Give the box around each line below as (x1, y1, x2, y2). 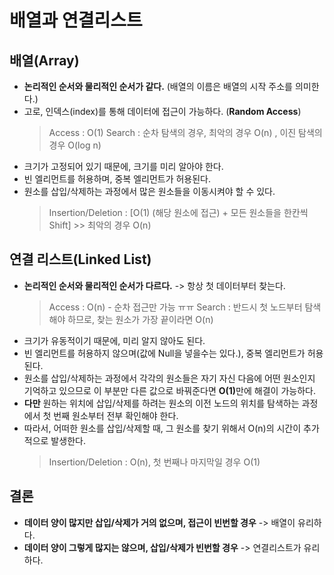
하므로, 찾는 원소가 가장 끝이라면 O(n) (67, 313, 214, 325)
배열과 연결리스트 (9, 9, 143, 32)
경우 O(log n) (48, 139, 102, 151)
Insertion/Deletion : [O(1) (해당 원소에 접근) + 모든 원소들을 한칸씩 (48, 207, 309, 218)
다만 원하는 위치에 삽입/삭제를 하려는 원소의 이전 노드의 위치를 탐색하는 (23, 397, 300, 409)
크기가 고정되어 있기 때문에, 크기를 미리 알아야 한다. (23, 161, 224, 172)
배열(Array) (9, 52, 80, 69)
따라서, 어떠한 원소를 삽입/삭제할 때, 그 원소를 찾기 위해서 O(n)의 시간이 (23, 422, 302, 434)
